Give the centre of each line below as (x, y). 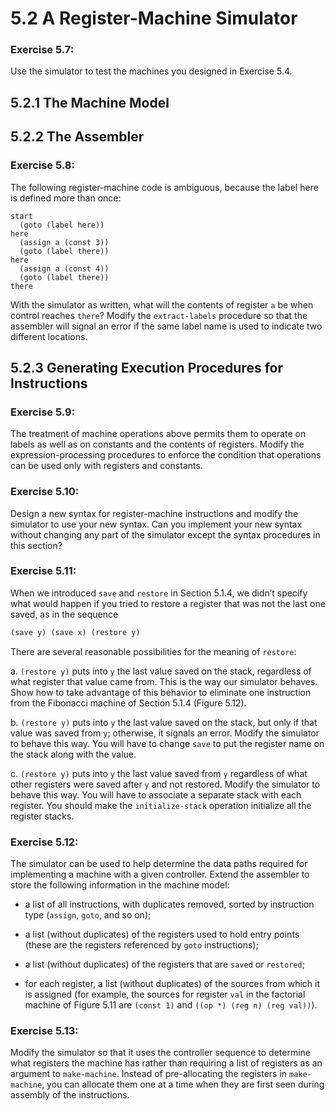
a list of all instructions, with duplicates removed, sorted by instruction (169, 904)
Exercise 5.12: (44, 842)
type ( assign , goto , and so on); (88, 915)
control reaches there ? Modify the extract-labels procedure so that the (159, 315)
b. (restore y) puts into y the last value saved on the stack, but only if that (164, 722)
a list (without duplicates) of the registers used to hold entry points (162, 934)
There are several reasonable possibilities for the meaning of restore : (153, 651)
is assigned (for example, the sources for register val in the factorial (165, 994)
